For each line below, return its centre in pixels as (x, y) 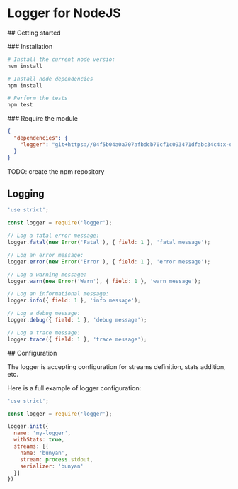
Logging (26, 193)
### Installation (30, 46)
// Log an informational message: (58, 294)
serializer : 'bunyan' (52, 466)
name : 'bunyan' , (44, 453)
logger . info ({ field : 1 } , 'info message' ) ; (74, 301)
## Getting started (34, 33)
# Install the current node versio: (61, 59)
